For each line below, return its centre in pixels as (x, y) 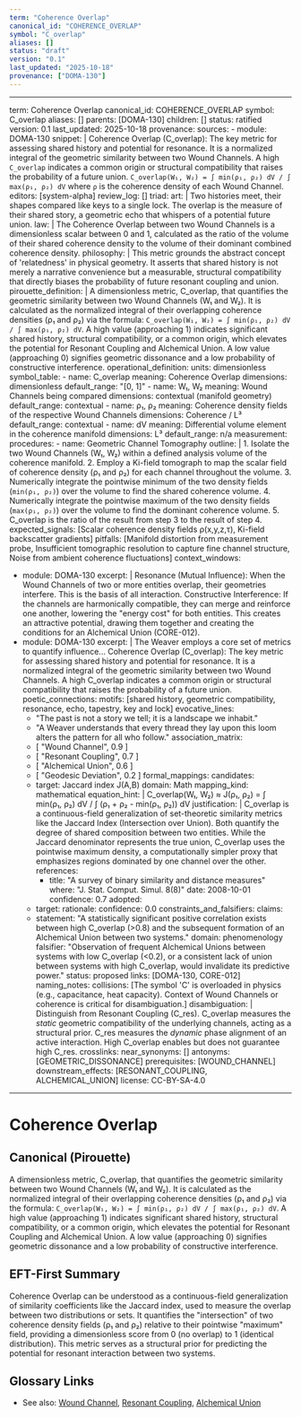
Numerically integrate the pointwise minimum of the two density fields (139, 482)
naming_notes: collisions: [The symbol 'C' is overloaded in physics (159, 985)
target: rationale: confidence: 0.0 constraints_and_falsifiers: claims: (159, 908)
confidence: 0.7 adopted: (95, 899)
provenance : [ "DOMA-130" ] (57, 76)
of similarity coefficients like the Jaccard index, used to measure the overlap (150, 1305)
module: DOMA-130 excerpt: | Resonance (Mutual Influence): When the (154, 575)
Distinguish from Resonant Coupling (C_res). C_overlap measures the (163, 1013)
